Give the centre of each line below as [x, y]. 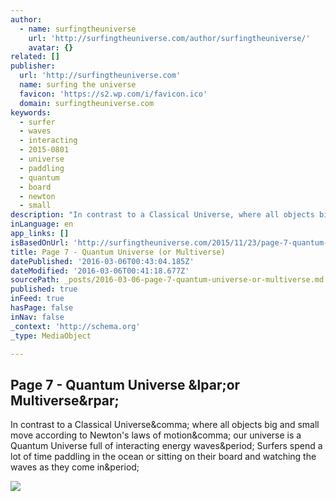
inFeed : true [37, 299]
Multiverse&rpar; [65, 400]
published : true [44, 289]
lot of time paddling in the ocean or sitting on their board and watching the [163, 457]
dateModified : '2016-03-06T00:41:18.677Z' [100, 271]
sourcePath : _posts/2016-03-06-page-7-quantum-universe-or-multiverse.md [167, 280]
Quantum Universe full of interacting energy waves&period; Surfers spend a [166, 446]
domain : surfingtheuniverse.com [87, 103]
